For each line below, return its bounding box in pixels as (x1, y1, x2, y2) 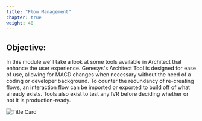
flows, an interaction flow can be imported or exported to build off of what (6, 84, 191, 91)
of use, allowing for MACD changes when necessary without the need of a (6, 71, 191, 78)
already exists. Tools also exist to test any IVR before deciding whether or (6, 90, 189, 98)
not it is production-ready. (6, 97, 71, 104)
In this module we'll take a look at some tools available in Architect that (6, 58, 182, 66)
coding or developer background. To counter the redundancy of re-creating (6, 78, 194, 85)
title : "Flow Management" (6, 8, 71, 15)
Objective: (6, 42, 46, 52)
